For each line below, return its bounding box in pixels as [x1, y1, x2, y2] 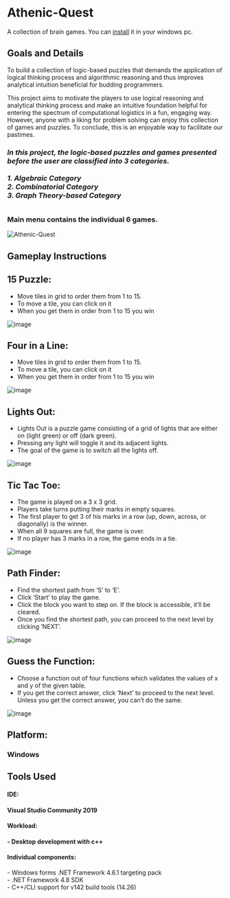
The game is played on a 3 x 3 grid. [16, 498, 117, 506]
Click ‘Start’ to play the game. [16, 593, 101, 601]
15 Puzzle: [7, 274, 52, 286]
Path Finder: [7, 568, 60, 579]
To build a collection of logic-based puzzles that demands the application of [7, 65, 222, 74]
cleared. [16, 608, 41, 616]
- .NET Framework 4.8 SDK [7, 875, 84, 884]
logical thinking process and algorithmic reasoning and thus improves [7, 73, 204, 81]
